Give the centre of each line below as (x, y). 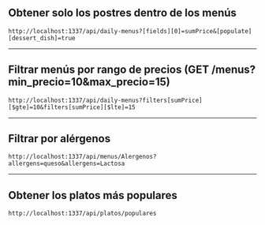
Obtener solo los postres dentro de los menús (122, 13)
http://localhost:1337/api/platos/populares (82, 214)
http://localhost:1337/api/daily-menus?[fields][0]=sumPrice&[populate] (130, 31)
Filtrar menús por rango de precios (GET (109, 70)
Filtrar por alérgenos (60, 139)
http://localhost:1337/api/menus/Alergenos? (82, 157)
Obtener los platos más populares (93, 195)
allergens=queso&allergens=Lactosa (67, 164)
